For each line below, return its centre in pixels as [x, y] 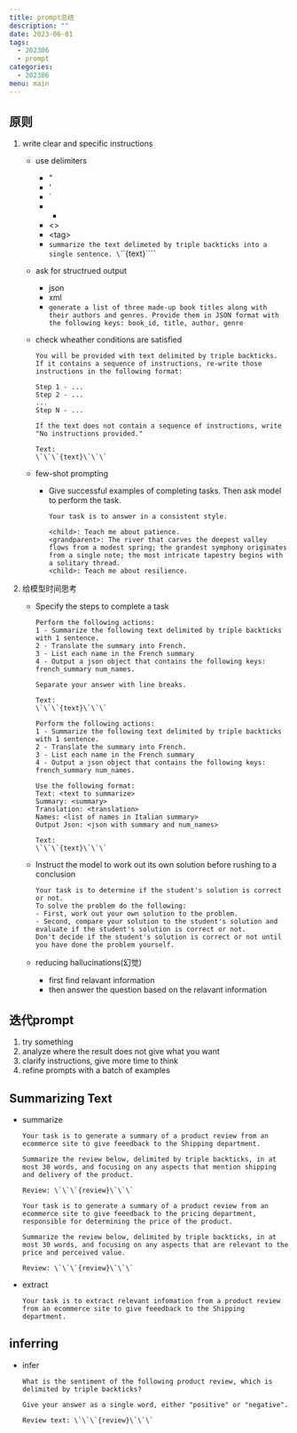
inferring [34, 1344]
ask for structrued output [81, 271]
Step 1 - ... [59, 388]
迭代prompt [42, 1020]
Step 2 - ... [59, 395]
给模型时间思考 [49, 588]
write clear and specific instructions [87, 144]
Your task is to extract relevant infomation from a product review [151, 1301]
